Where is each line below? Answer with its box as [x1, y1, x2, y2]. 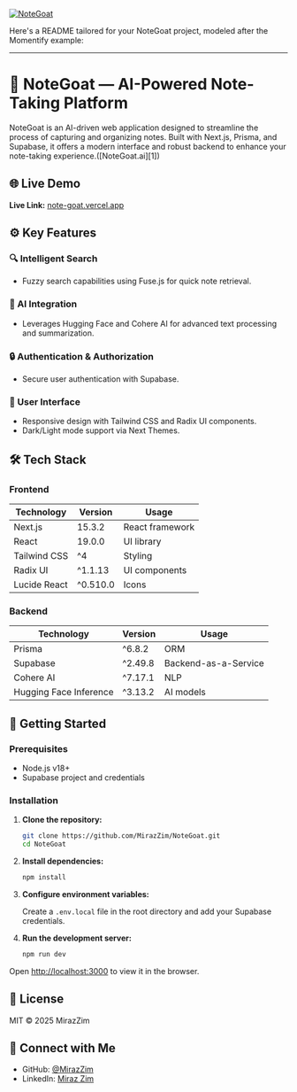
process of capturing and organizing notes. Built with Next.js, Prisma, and [9, 131, 278, 142]
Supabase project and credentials [21, 772, 146, 783]
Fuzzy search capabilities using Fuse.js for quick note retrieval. [21, 275, 252, 287]
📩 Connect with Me [9, 1041, 117, 1056]
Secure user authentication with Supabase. [21, 374, 179, 384]
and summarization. [21, 328, 95, 338]
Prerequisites [9, 742, 68, 755]
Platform [63, 93, 128, 113]
